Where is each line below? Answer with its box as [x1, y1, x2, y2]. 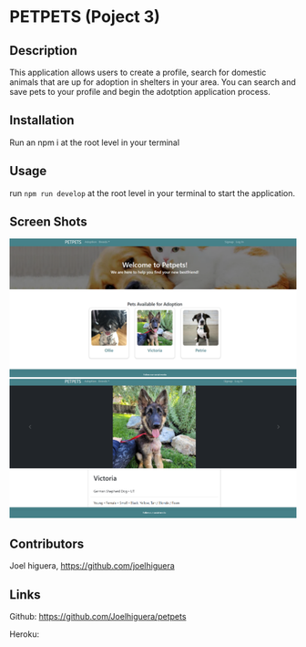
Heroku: [9, 629, 39, 640]
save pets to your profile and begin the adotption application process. [9, 87, 270, 97]
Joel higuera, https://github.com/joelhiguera [9, 560, 175, 571]
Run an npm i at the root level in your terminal [9, 137, 180, 148]
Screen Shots [9, 214, 88, 230]
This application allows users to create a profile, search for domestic [9, 67, 267, 78]
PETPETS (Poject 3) [9, 6, 161, 27]
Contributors [9, 536, 85, 551]
